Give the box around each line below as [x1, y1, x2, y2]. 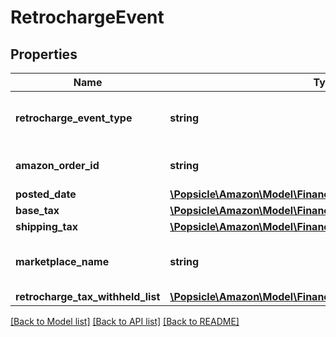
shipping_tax [15, 220, 78, 233]
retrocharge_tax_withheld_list [15, 290, 161, 303]
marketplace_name [15, 255, 110, 268]
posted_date [15, 187, 77, 201]
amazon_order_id [15, 159, 100, 172]
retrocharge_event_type [15, 111, 133, 125]
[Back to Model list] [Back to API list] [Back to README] [10, 316, 240, 327]
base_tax [15, 204, 60, 217]
